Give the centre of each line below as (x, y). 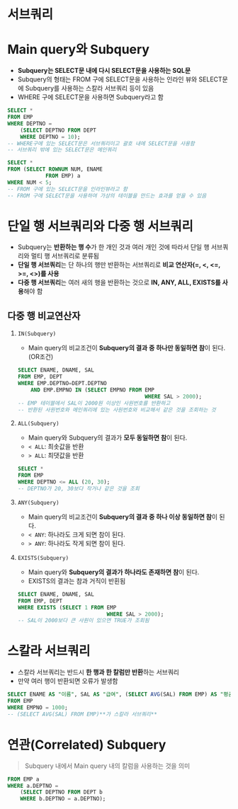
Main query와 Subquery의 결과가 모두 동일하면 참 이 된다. (108, 438)
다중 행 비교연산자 (44, 316)
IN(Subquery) (37, 334)
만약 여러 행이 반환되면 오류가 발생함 (68, 681)
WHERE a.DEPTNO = (33, 786)
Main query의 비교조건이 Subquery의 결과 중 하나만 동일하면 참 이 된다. (126, 348)
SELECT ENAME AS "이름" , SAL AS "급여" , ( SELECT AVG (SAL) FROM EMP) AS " (115, 694)
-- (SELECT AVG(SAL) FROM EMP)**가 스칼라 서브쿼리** (83, 714)
